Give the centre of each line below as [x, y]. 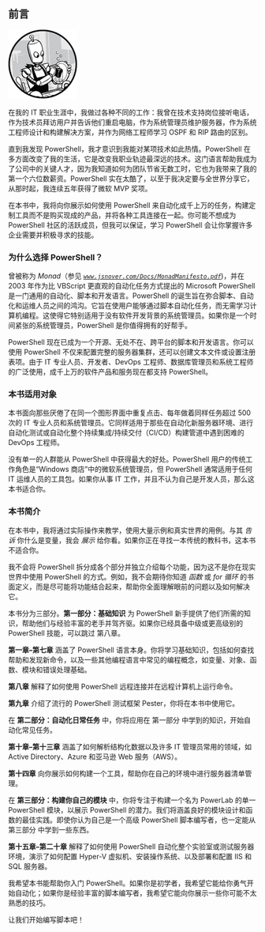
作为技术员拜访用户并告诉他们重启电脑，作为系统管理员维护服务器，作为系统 [132, 122]
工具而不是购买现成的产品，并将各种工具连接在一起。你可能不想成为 [125, 215]
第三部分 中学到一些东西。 [50, 829]
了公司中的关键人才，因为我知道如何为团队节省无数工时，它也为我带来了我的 [132, 168]
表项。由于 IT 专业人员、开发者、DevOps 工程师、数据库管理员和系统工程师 [131, 362]
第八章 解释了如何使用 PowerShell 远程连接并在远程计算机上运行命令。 [123, 686]
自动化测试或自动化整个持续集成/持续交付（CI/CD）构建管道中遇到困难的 [126, 432]
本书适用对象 [33, 394]
